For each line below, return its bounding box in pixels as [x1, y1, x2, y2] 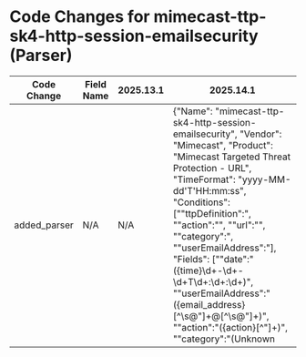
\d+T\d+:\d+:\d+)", [172, 275, 253, 288]
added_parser [14, 219, 75, 231]
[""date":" [211, 252, 254, 265]
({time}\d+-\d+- [172, 264, 244, 277]
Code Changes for [9, 6, 150, 27]
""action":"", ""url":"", [172, 219, 266, 231]
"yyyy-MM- [238, 173, 291, 186]
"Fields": [172, 252, 210, 265]
